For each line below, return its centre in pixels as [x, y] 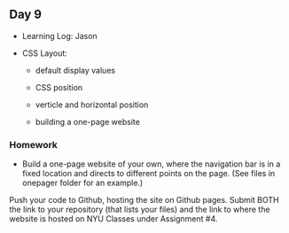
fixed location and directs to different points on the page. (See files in [148, 174]
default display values [75, 70]
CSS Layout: [45, 53]
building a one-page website [87, 121]
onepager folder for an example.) [82, 183]
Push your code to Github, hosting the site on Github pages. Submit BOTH [144, 200]
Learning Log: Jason [59, 35]
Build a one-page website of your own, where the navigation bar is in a [151, 164]
